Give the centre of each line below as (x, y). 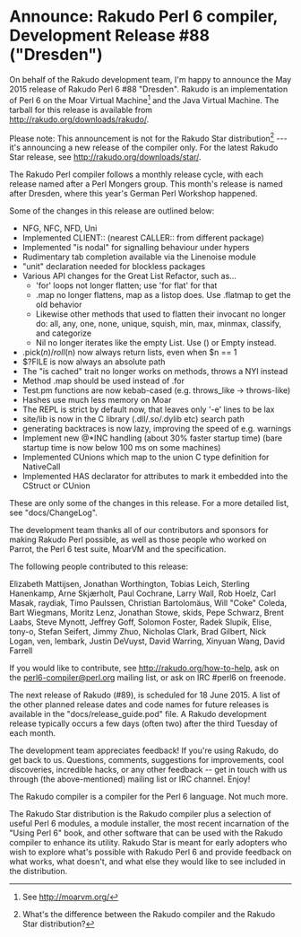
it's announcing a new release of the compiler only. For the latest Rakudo (144, 148)
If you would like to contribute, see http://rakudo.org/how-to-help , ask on (144, 668)
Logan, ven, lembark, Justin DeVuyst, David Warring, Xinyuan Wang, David (147, 641)
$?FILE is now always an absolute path (94, 362)
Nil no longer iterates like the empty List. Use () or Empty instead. (156, 343)
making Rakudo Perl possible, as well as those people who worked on (138, 539)
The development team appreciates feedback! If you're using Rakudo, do (144, 750)
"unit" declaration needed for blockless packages (114, 267)
